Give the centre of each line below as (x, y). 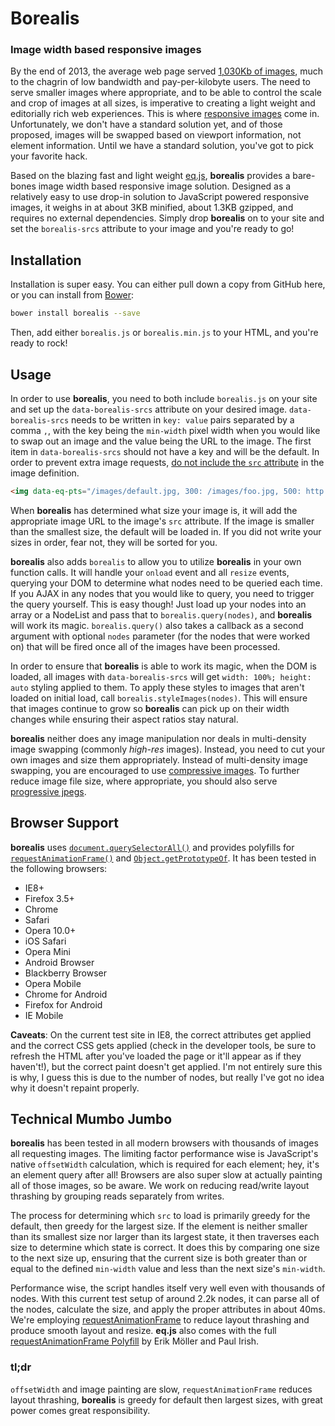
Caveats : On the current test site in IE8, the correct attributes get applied (161, 1034)
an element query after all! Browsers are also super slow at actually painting (166, 1175)
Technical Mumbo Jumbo (91, 1119)
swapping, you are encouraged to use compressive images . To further (155, 770)
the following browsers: (59, 868)
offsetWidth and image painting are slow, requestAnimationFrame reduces (161, 1389)
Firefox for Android (63, 1004)
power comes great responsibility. (80, 1410)
